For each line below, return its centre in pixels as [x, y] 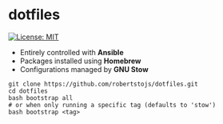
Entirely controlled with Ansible [72, 52]
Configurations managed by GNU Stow [84, 69]
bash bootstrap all [41, 98]
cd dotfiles [28, 91]
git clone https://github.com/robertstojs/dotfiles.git [103, 84]
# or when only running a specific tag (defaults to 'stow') [112, 105]
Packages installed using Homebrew [80, 61]
